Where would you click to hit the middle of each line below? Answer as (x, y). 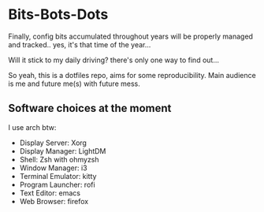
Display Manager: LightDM (63, 151)
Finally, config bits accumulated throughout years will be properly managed (131, 36)
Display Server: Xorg (53, 143)
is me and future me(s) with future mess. (74, 84)
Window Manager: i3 (54, 168)
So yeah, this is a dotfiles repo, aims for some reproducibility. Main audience (132, 75)
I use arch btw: (32, 127)
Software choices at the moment (90, 108)
